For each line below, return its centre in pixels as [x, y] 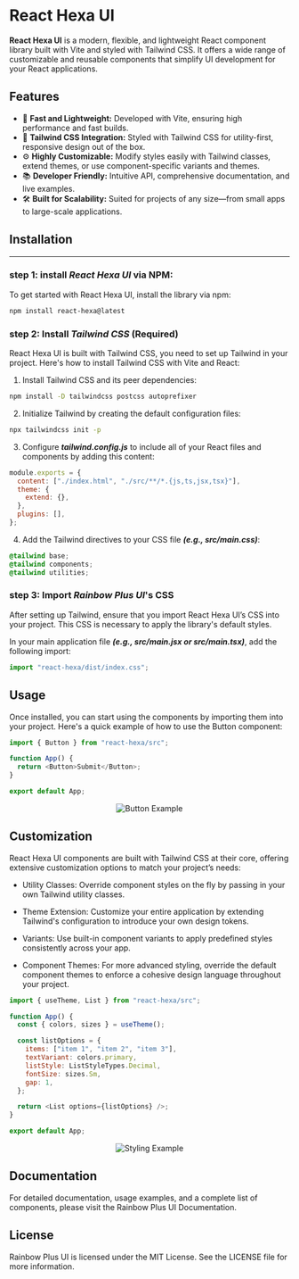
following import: [40, 651]
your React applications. [53, 69]
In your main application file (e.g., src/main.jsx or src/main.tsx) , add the [143, 641]
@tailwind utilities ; [49, 572]
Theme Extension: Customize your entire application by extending [143, 911]
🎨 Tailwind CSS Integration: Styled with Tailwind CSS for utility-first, [148, 137]
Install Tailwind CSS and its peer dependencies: [109, 380]
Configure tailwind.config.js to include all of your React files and [141, 446]
